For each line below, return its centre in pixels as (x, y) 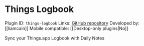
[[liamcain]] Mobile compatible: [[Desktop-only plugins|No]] (66, 28)
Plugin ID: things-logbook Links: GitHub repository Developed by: (72, 23)
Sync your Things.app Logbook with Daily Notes (55, 38)
